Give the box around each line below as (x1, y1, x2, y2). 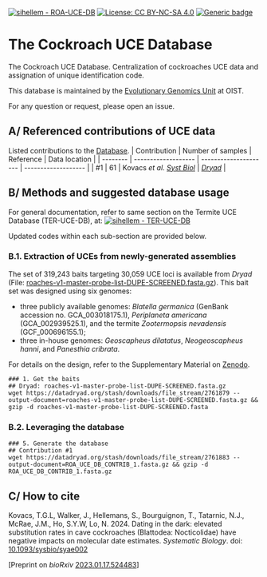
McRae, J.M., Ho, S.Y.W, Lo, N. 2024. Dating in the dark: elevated (8, 519, 222, 528)
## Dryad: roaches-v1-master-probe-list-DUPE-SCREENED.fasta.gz (8, 382, 226, 390)
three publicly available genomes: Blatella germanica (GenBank (19, 301, 229, 311)
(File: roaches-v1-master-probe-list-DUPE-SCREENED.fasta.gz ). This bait (8, 277, 249, 287)
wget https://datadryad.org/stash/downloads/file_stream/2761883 (8, 454, 230, 462)
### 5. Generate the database (8, 440, 109, 448)
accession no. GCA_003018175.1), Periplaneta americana (19, 310, 207, 320)
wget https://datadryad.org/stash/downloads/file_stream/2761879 (8, 388, 230, 397)
